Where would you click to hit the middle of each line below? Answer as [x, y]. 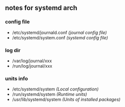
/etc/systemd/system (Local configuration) [55, 89]
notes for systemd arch [41, 8]
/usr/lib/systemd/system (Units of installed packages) [66, 100]
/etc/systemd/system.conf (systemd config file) [60, 37]
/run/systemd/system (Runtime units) [50, 94]
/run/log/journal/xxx [32, 66]
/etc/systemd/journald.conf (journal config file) [60, 32]
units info [17, 78]
